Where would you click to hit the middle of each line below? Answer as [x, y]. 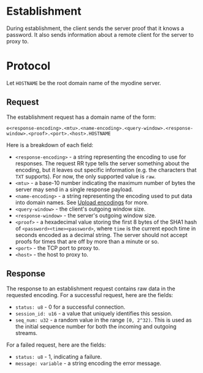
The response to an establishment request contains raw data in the [91, 288]
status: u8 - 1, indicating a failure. [59, 356]
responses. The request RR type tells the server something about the [102, 163]
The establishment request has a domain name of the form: [81, 117]
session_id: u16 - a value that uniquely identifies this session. [94, 313]
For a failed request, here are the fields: [56, 345]
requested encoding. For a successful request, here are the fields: [90, 295]
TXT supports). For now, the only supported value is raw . [86, 176]
